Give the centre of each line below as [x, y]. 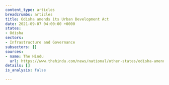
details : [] [18, 65]
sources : [14, 51]
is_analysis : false [26, 70]
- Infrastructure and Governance [40, 42]
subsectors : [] [21, 47]
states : [13, 28]
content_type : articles [30, 10]
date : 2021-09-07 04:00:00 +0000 [40, 24]
